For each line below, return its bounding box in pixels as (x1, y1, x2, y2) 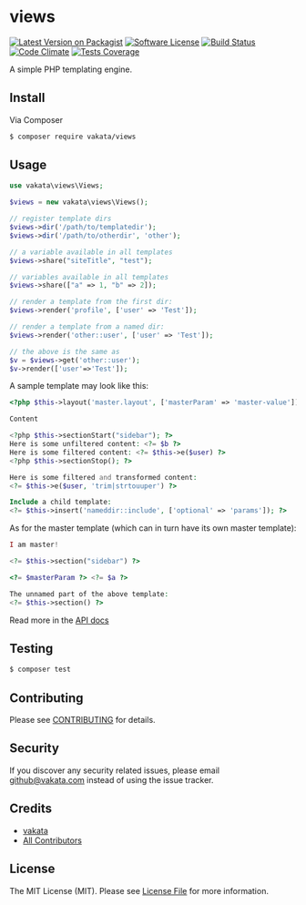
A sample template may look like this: (9, 381, 148, 391)
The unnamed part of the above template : (9, 589, 169, 598)
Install (9, 90, 46, 106)
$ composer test (9, 665, 71, 675)
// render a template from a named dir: (9, 322, 166, 331)
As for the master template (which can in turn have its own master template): (9, 523, 297, 534)
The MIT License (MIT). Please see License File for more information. (9, 885, 269, 896)
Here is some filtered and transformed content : (9, 473, 198, 482)
